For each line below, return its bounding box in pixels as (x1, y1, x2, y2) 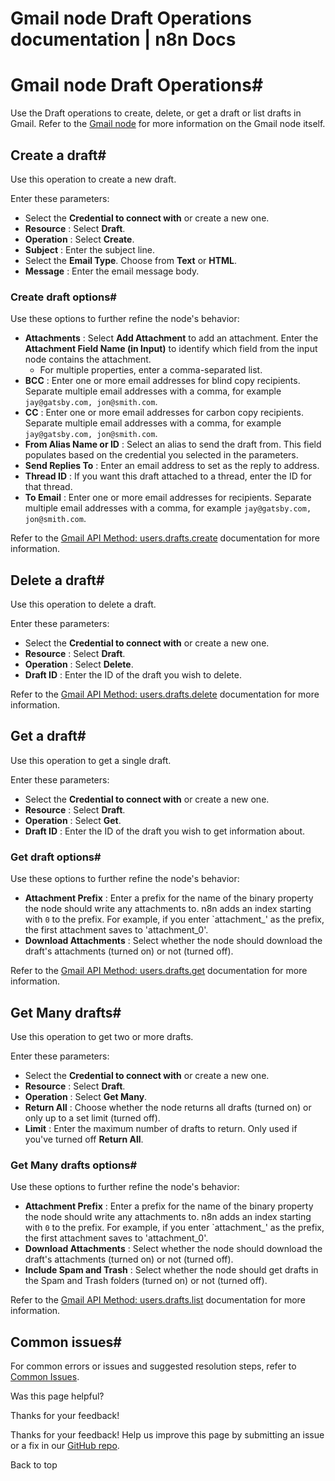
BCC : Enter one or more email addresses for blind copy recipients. (24, 375, 301, 387)
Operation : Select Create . (24, 233, 135, 245)
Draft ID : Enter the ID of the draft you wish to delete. (24, 669, 242, 681)
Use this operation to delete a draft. (10, 598, 157, 611)
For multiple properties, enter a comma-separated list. (39, 364, 263, 376)
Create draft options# (10, 290, 117, 304)
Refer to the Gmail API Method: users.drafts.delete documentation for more (10, 688, 320, 701)
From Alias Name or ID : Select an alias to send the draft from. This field (24, 438, 322, 451)
